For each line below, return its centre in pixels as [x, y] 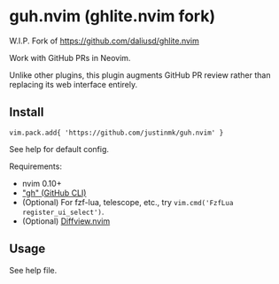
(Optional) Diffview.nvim [66, 221]
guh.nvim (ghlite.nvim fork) [112, 16]
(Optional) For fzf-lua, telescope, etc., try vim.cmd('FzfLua [128, 202]
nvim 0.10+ [42, 183]
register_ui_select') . [63, 211]
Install [27, 112]
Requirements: [35, 166]
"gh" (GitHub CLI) [54, 193]
